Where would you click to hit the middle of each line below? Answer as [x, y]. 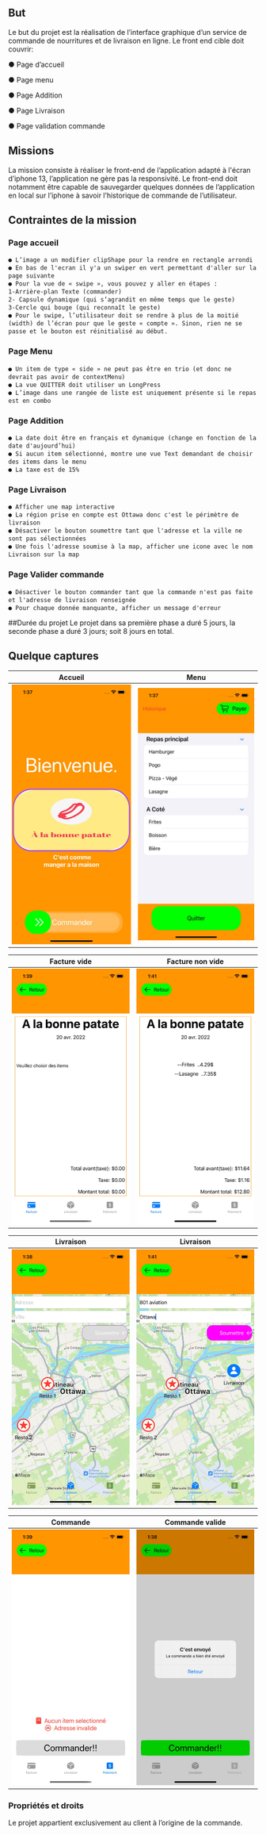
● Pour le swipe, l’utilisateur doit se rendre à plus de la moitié [123, 316]
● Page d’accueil [36, 64]
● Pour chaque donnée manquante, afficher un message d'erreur [115, 608]
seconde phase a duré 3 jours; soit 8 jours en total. [91, 631]
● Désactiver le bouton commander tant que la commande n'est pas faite [131, 592]
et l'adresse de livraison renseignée [72, 600]
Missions [31, 151]
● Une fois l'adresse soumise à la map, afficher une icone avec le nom [131, 547]
